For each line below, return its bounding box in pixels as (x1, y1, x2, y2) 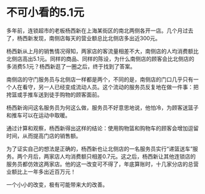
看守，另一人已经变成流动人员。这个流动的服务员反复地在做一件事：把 (22, 83, 199, 90)
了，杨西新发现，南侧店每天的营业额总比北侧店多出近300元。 (6, 34, 161, 41)
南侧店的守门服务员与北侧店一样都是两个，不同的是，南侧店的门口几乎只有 (6, 76, 193, 83)
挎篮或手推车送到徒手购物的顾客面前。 (6, 91, 103, 98)
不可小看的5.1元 (6, 5, 84, 20)
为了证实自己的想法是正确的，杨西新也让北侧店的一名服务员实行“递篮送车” (6, 145, 193, 153)
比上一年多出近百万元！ (16, 168, 76, 175)
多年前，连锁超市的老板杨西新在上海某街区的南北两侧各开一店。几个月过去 (6, 27, 193, 34)
